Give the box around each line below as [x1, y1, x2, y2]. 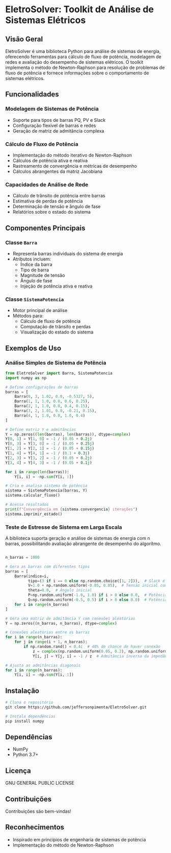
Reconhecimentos [5, 823, 65, 832]
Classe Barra [5, 239, 37, 246]
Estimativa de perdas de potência [12, 198, 83, 204]
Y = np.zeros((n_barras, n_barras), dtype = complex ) [5, 621, 117, 626]
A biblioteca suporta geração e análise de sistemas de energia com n [5, 535, 150, 541]
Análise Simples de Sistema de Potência [5, 359, 107, 366]
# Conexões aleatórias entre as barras [5, 630, 90, 635]
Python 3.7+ [12, 752, 39, 758]
